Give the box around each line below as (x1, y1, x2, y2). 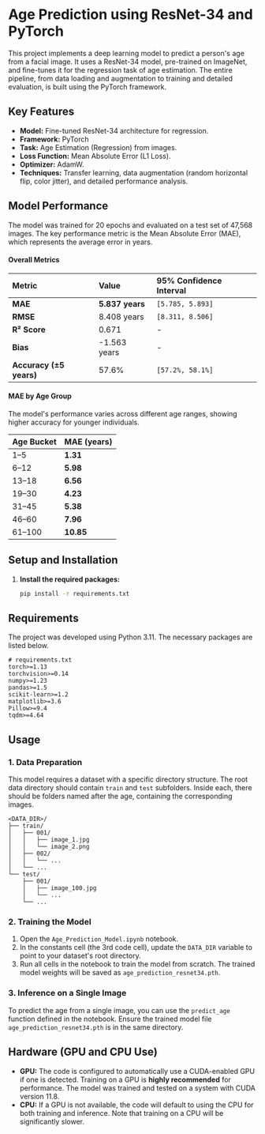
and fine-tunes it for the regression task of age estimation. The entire (8, 65, 233, 74)
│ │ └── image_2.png (8, 843, 90, 851)
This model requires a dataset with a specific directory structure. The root (8, 774, 248, 784)
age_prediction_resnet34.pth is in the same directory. (8, 1022, 184, 1032)
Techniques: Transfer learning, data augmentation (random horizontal (19, 168, 248, 177)
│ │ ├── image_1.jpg (8, 836, 90, 844)
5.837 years (98, 298, 146, 309)
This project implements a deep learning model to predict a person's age (8, 48, 244, 58)
